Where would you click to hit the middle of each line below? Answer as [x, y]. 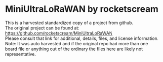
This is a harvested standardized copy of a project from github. [69, 23]
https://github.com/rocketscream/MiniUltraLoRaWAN [59, 33]
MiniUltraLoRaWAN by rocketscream [82, 9]
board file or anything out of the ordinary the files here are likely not [74, 49]
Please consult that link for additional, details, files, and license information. [82, 38]
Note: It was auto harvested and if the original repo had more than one [77, 43]
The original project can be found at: [42, 28]
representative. [20, 54]
